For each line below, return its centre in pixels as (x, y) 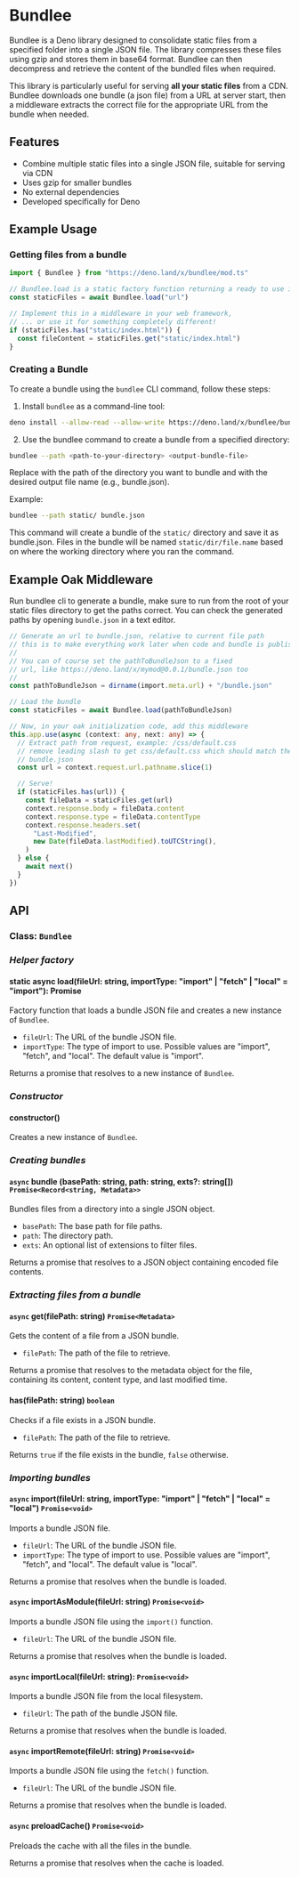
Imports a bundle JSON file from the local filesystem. (106, 1696)
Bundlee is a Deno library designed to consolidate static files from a (133, 40)
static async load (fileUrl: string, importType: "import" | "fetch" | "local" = (149, 981)
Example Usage (53, 229)
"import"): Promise (45, 991)
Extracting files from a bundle (75, 1295)
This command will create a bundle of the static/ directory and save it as (144, 533)
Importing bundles (50, 1477)
